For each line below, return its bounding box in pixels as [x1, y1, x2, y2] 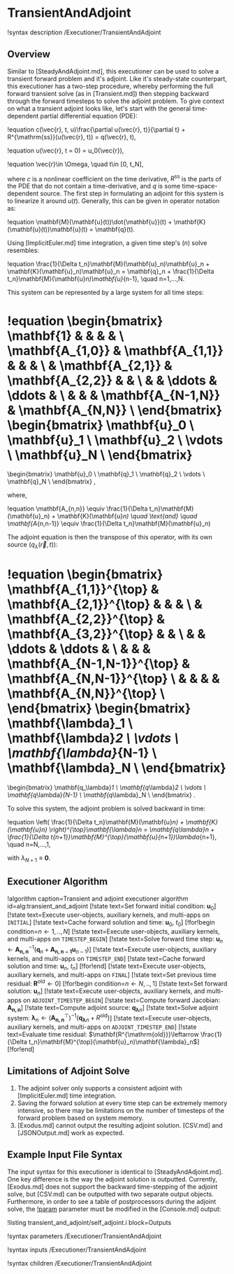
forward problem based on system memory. [17, 1114, 145, 1122]
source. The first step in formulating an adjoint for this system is [40, 189, 224, 198]
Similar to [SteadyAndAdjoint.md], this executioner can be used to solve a [7, 67, 219, 75]
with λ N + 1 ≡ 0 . [7, 854, 51, 864]
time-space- [182, 182, 218, 191]
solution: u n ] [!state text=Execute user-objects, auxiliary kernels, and [7, 986, 205, 997]
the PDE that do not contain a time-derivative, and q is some [7, 182, 181, 191]
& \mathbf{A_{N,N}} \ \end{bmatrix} [7, 402, 222, 418]
